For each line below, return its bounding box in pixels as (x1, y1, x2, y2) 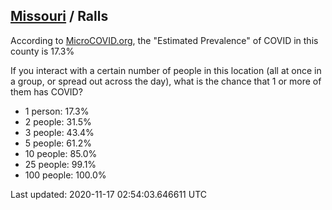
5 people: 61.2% (24, 137, 92, 149)
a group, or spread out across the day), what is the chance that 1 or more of (10, 75, 322, 87)
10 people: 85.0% (24, 147, 98, 159)
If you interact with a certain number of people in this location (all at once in (10, 64, 322, 76)
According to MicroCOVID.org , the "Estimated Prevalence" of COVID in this (10, 34, 319, 46)
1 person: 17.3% (24, 105, 90, 117)
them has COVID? (10, 85, 83, 98)
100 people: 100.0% (24, 169, 107, 181)
